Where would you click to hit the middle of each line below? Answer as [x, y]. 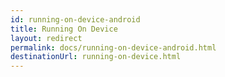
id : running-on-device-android [75, 19]
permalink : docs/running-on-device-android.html [113, 47]
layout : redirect [46, 38]
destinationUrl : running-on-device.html [96, 57]
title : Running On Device [64, 29]
